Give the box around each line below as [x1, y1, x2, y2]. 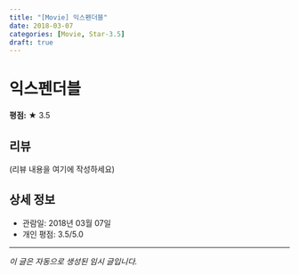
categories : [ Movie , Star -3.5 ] [9, 29, 125, 38]
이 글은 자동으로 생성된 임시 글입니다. [9, 255, 138, 267]
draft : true [9, 37, 53, 47]
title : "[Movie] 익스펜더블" [9, 12, 109, 22]
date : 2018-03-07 [9, 21, 74, 30]
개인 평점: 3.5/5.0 [21, 229, 85, 239]
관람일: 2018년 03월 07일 [21, 217, 111, 228]
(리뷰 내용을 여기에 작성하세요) [9, 164, 116, 174]
